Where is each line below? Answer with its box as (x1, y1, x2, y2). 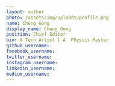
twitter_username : (6, 54, 52, 60)
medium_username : (6, 71, 50, 77)
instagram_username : (6, 59, 58, 65)
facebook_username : (6, 48, 55, 55)
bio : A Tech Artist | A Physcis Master (6, 37, 110, 43)
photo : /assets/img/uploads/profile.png (6, 15, 110, 21)
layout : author (6, 8, 45, 15)
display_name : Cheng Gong (6, 25, 71, 32)
